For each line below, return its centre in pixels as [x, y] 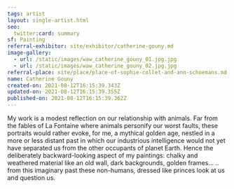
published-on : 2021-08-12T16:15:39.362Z [67, 99]
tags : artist [26, 14]
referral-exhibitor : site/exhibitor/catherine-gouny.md [90, 46]
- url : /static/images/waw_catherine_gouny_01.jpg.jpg [95, 59]
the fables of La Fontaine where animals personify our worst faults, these [113, 126]
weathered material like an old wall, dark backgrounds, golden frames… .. [113, 163]
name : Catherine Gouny [40, 79]
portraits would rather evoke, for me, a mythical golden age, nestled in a [111, 133]
